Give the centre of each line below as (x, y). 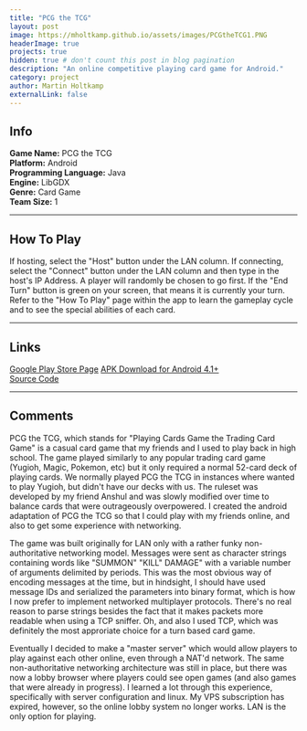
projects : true (38, 52)
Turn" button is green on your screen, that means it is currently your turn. (148, 291)
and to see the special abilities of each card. (93, 310)
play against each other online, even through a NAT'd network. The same (147, 658)
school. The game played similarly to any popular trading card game (138, 457)
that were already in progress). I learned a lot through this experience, (141, 687)
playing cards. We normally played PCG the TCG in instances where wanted (152, 477)
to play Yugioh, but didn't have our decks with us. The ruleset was (134, 486)
